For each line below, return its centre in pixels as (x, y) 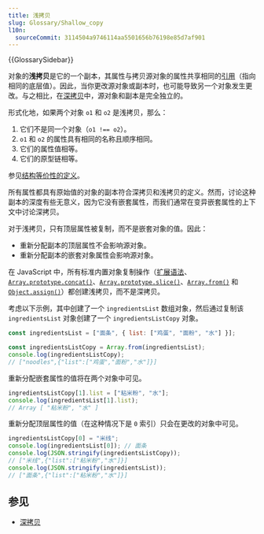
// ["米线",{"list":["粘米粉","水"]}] (68, 461)
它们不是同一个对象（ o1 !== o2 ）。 (75, 129)
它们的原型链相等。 (51, 159)
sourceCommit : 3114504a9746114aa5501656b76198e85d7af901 (110, 37)
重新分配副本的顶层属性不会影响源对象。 (85, 246)
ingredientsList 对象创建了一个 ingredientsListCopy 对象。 (105, 318)
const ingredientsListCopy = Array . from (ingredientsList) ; (107, 347)
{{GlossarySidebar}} (41, 60)
